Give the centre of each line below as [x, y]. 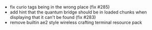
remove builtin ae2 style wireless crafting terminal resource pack [76, 22]
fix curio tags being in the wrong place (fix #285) [60, 7]
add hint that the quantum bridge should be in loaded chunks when [78, 12]
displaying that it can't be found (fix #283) [53, 17]
